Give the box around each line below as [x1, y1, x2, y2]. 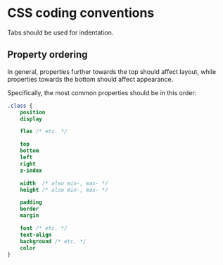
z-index [20, 167, 42, 174]
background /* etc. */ [20, 238, 87, 245]
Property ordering [7, 49, 88, 61]
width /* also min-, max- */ [20, 180, 109, 187]
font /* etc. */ [20, 225, 68, 232]
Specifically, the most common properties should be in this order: [7, 88, 197, 97]
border [20, 206, 39, 213]
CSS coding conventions [7, 5, 155, 21]
